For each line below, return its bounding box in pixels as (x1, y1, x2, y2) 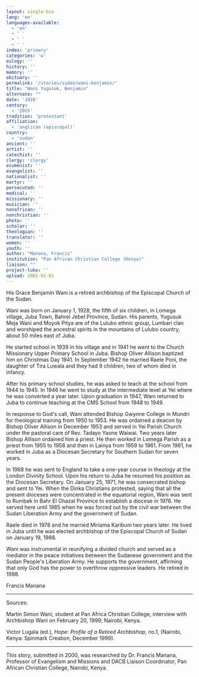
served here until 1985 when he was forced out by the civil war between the (6, 504, 191, 511)
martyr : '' (6, 179, 33, 185)
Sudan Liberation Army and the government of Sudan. (6, 510, 138, 517)
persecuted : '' (6, 185, 44, 191)
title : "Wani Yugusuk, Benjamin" (6, 86, 89, 92)
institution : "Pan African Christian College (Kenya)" (6, 256, 145, 262)
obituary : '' (6, 75, 38, 80)
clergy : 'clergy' (6, 157, 49, 163)
